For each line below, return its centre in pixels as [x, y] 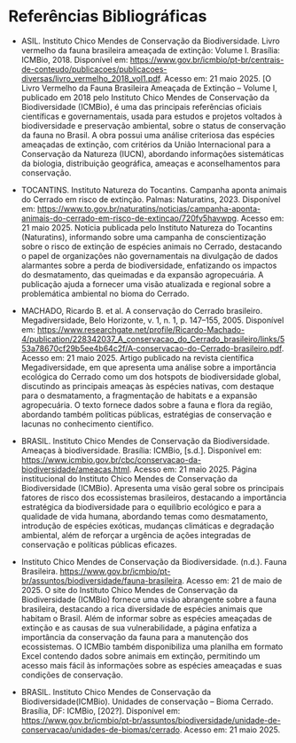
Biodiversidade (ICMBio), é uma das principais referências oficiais [141, 106]
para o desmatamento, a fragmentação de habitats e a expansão [139, 395]
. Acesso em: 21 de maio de [232, 580]
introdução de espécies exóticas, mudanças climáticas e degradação [148, 526]
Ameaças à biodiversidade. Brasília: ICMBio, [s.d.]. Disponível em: [141, 450]
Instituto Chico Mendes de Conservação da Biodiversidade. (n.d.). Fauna [154, 561]
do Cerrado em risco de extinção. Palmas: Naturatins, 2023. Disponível [151, 199]
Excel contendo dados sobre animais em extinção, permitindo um [140, 656]
